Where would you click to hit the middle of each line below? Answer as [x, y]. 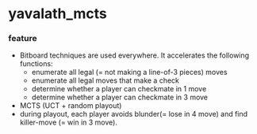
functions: [36, 64]
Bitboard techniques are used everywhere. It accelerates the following [134, 55]
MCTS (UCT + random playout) [71, 106]
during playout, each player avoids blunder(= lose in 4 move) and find [134, 114]
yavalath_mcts [58, 14]
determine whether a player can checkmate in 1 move [119, 89]
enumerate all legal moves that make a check [105, 80]
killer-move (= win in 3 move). [68, 122]
